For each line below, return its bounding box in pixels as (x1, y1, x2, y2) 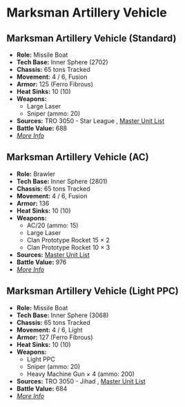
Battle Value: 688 (16, 124, 68, 132)
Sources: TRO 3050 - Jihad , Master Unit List (16, 377, 146, 385)
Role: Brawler (16, 169, 56, 178)
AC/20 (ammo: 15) (26, 221, 79, 229)
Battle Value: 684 (16, 384, 68, 392)
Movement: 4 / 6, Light (16, 325, 84, 334)
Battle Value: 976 (16, 258, 67, 266)
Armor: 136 (16, 199, 50, 207)
